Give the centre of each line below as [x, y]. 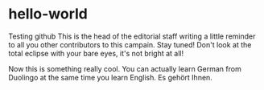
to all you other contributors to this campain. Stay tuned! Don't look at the [130, 44]
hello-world [48, 14]
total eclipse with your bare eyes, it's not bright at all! [96, 53]
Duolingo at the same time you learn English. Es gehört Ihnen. [111, 77]
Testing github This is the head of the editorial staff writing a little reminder [132, 36]
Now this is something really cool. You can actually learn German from [125, 68]
